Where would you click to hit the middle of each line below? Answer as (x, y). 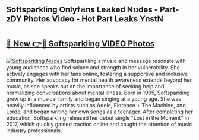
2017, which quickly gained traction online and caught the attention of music (99, 124)
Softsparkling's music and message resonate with (125, 61)
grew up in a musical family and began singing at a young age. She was (94, 99)
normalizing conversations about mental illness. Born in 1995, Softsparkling (98, 93)
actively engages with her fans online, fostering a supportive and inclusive (97, 74)
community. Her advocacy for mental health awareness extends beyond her (99, 80)
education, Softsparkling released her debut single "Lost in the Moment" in (98, 118)
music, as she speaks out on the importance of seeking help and (85, 86)
